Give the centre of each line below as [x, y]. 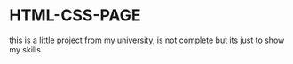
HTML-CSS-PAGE [75, 16]
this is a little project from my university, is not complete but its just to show [147, 40]
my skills [25, 49]
